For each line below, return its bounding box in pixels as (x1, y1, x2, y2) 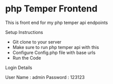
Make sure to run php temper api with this (12, 44, 99, 50)
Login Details (5, 64, 33, 70)
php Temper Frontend (5, 3, 98, 14)
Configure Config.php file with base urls (12, 49, 96, 55)
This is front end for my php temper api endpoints (5, 19, 108, 25)
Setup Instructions (5, 29, 44, 35)
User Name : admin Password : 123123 (5, 74, 85, 80)
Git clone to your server (12, 38, 62, 45)
